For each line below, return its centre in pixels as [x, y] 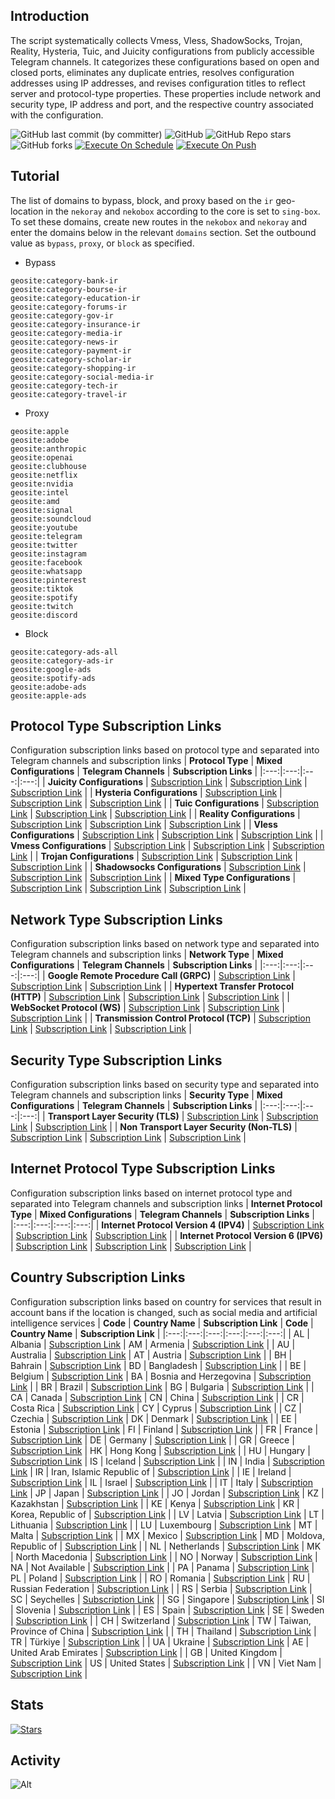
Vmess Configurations [58, 846]
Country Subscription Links [98, 1277]
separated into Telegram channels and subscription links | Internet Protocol [166, 1203]
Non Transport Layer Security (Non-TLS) [206, 1127]
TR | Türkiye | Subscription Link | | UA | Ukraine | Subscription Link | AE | [160, 1641]
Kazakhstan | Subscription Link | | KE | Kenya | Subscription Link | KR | [155, 1503]
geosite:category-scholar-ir [71, 359]
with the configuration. [57, 115]
